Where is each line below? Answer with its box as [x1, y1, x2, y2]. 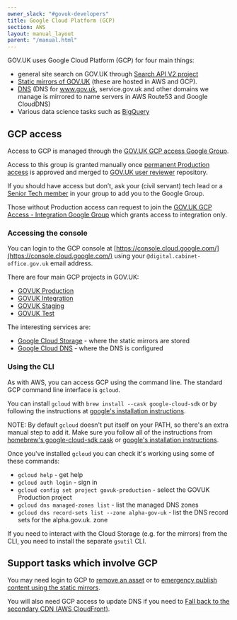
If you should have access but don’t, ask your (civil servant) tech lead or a [7, 181, 223, 190]
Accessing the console [7, 228, 88, 238]
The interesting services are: [7, 323, 91, 331]
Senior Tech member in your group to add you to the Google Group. [7, 189, 204, 197]
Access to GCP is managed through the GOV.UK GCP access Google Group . [7, 147, 229, 155]
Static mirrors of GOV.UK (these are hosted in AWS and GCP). [17, 77, 198, 86]
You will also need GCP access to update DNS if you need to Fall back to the [7, 597, 230, 606]
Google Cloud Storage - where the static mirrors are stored [17, 337, 190, 345]
